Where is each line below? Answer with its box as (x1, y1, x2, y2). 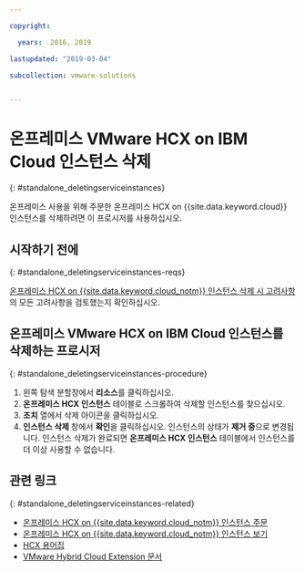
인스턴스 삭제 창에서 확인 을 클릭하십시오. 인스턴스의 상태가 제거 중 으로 (22, 420, 270, 431)
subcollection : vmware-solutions (9, 70, 137, 80)
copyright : (9, 21, 51, 30)
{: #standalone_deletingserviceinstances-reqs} (9, 266, 186, 277)
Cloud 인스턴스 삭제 (9, 151, 152, 172)
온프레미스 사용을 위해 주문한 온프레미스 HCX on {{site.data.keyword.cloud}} (9, 202, 288, 213)
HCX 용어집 (22, 539, 66, 550)
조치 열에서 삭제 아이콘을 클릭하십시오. (22, 410, 159, 420)
